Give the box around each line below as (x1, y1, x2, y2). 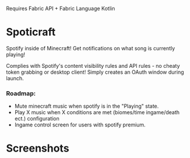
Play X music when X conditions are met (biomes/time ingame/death (14, 109, 180, 116)
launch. (6, 74, 25, 81)
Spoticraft (6, 26, 56, 39)
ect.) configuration (14, 115, 60, 122)
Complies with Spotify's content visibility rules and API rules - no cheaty (6, 62, 180, 69)
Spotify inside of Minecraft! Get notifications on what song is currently (6, 44, 175, 51)
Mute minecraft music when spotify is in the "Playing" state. (14, 102, 159, 110)
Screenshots (6, 142, 70, 155)
